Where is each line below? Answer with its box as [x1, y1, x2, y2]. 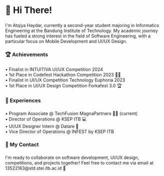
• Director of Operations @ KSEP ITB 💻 [5, 116, 86, 122]
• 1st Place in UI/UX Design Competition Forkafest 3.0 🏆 [5, 82, 122, 88]
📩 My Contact [5, 141, 39, 148]
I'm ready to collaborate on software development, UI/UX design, [5, 154, 139, 160]
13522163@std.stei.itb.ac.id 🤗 [5, 165, 66, 171]
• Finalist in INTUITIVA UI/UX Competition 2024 [5, 66, 103, 72]
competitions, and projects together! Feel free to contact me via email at [5, 159, 154, 165]
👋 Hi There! [5, 4, 52, 16]
